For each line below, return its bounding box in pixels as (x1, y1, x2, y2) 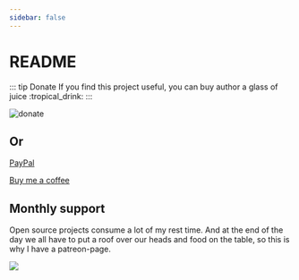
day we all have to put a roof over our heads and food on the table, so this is (9, 234, 290, 245)
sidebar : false (9, 13, 66, 22)
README (9, 51, 77, 72)
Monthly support (9, 200, 106, 216)
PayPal (9, 157, 35, 168)
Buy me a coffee (9, 175, 70, 186)
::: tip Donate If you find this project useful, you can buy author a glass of (9, 81, 279, 92)
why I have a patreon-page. (9, 243, 112, 255)
